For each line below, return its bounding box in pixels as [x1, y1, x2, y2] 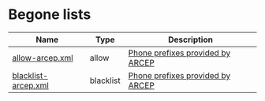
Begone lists [8, 6, 91, 24]
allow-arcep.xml [12, 52, 73, 63]
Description [168, 34, 213, 45]
